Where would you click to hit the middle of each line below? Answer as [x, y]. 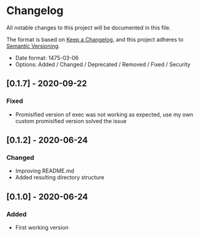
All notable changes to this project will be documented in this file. [89, 28]
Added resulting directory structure [60, 178]
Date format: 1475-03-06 [47, 58]
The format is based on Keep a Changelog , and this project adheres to [95, 39]
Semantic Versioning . [33, 46]
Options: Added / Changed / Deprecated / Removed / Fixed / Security [103, 64]
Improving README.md [45, 171]
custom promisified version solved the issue [71, 121]
